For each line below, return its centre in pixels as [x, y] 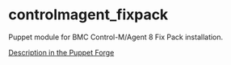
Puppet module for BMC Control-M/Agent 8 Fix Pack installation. [116, 37]
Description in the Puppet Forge [61, 52]
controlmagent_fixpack [88, 15]
